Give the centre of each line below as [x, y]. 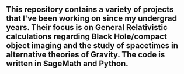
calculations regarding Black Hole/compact [87, 37]
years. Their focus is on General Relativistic [87, 27]
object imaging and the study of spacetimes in [92, 46]
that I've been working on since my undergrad [91, 19]
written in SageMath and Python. [67, 64]
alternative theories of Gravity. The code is [86, 55]
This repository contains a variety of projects [90, 10]
